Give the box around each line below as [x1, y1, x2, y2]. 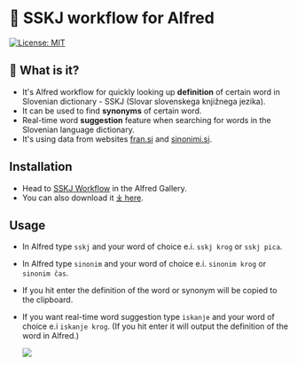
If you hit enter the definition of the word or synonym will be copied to [21, 285, 277, 296]
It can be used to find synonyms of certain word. [21, 105, 202, 116]
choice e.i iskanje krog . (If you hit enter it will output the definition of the [21, 321, 289, 331]
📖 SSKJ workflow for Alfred [9, 8, 215, 28]
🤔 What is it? [9, 63, 80, 78]
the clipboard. [21, 294, 74, 305]
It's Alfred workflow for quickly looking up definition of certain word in [21, 86, 281, 97]
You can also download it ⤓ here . [21, 192, 145, 203]
